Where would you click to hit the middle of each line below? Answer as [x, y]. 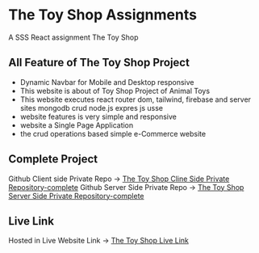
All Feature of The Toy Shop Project [99, 63]
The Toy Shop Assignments [103, 15]
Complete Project [53, 159]
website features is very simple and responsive [98, 116]
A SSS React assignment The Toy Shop [73, 37]
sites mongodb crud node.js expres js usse [92, 108]
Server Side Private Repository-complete [76, 196]
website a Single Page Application [77, 125]
